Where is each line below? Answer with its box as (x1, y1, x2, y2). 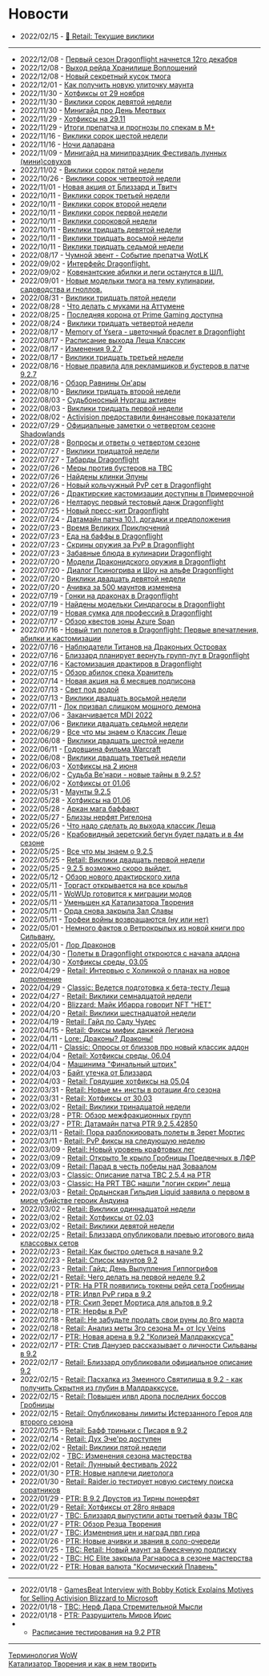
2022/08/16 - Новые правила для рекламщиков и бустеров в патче (19, 361, 250, 370)
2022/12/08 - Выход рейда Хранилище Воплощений (19, 63, 198, 72)
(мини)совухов (19, 156, 72, 166)
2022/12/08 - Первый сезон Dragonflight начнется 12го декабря (19, 54, 238, 64)
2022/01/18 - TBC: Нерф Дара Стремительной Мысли (19, 1601, 203, 1611)
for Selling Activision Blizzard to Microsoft (19, 1593, 159, 1603)
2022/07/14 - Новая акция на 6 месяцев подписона (19, 676, 196, 685)
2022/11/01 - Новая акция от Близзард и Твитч (19, 182, 178, 192)
